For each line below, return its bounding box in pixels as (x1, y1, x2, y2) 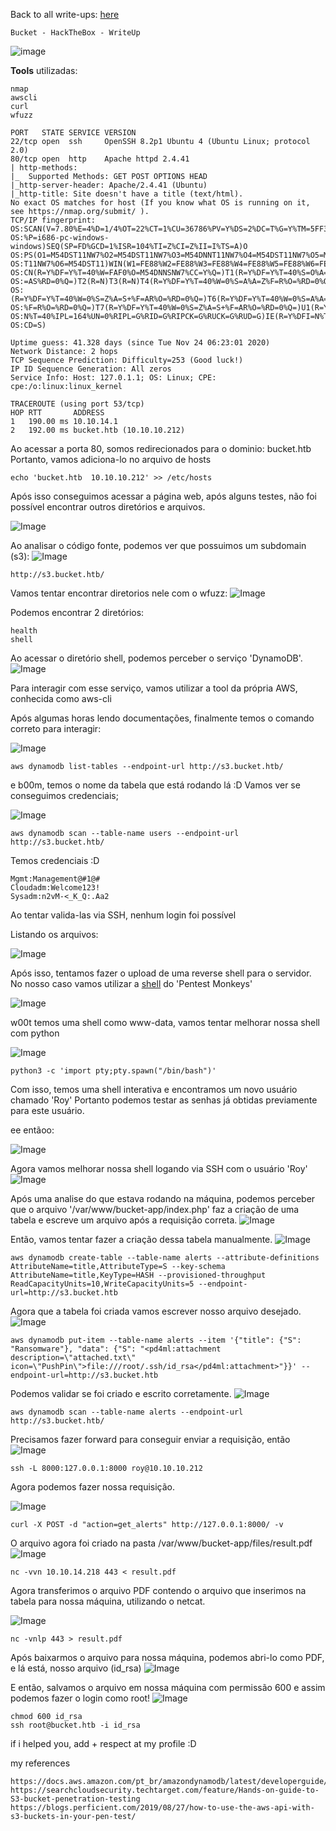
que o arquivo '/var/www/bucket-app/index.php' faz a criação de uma (10, 1204, 300, 1215)
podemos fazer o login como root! (10, 1692, 151, 1704)
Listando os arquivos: (10, 929, 99, 940)
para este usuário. (10, 1105, 85, 1116)
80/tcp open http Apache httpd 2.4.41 (10, 154, 190, 164)
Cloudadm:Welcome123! (10, 883, 101, 893)
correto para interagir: (10, 723, 102, 734)
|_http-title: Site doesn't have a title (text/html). (10, 189, 244, 199)
